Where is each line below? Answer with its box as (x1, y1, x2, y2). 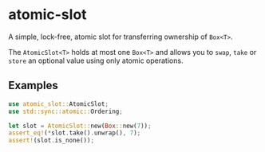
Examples (8, 79, 58, 92)
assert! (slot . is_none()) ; (8, 137, 94, 145)
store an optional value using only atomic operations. (8, 56, 184, 65)
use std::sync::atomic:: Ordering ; (8, 107, 124, 115)
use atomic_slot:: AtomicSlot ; (8, 99, 109, 108)
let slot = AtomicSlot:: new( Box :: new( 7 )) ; (8, 122, 152, 130)
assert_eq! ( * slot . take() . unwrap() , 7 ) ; (8, 129, 141, 137)
